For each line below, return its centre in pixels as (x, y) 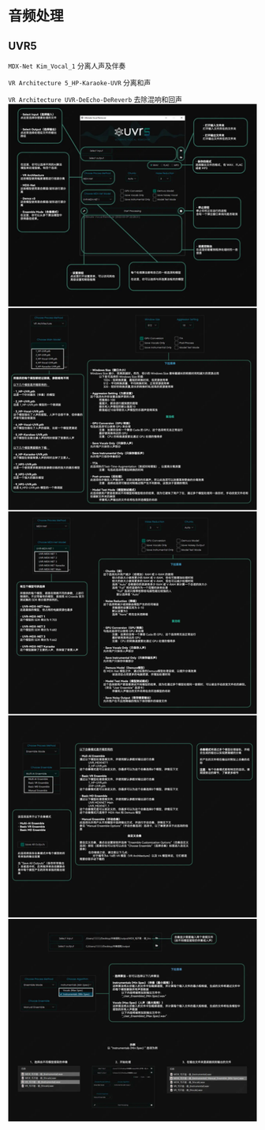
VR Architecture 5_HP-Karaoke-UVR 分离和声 (80, 83)
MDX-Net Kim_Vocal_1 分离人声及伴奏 (67, 66)
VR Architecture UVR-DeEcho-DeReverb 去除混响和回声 (95, 99)
